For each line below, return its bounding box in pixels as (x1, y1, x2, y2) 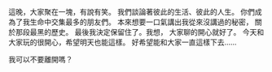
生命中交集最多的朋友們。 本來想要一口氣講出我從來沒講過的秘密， (29, 17, 253, 27)
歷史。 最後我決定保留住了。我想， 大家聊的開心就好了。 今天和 (50, 28, 265, 36)
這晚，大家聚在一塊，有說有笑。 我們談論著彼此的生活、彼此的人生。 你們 (8, 7, 255, 16)
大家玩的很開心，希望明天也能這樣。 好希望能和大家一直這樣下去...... (8, 37, 238, 47)
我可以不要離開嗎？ (8, 55, 73, 64)
